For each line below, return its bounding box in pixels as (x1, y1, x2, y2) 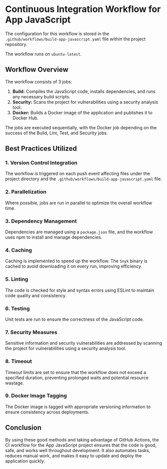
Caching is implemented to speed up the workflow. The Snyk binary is (5, 258, 148, 264)
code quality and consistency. (5, 292, 67, 298)
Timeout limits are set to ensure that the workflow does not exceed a (5, 369, 146, 375)
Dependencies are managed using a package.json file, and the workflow (5, 229, 153, 235)
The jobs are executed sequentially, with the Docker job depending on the (5, 124, 157, 130)
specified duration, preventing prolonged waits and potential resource (5, 375, 149, 381)
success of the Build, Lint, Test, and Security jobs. (5, 130, 108, 136)
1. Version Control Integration (5, 159, 78, 166)
